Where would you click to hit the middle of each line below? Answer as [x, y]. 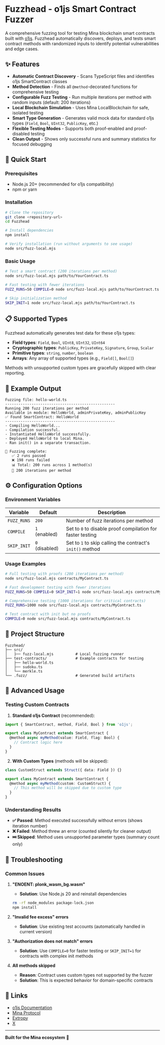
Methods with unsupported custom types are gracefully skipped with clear [81, 368]
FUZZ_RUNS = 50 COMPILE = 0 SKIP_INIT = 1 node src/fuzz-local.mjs [69, 592]
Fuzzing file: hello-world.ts [36, 400]
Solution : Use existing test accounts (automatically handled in [82, 926]
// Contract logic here [38, 742]
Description [112, 512]
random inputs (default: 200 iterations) [51, 102]
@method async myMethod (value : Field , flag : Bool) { [65, 738]
